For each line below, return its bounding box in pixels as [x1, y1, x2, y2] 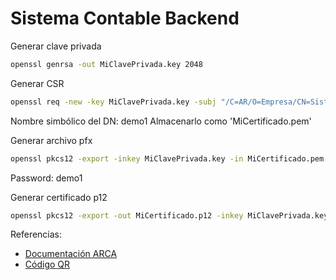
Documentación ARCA [24, 248, 118, 260]
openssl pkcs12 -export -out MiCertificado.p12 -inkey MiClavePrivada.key [10, 210, 329, 221]
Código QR [24, 258, 71, 271]
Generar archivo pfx [10, 134, 93, 146]
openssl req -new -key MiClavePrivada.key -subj [10, 97, 217, 107]
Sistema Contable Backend [10, 7, 240, 30]
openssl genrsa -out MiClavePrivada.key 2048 [10, 59, 203, 69]
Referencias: [10, 228, 63, 241]
